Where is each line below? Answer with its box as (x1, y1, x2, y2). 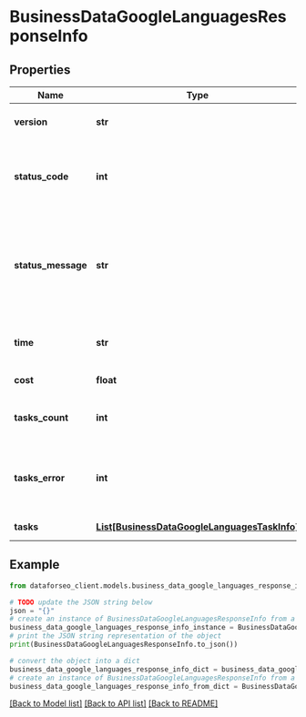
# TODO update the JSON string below (9, 598, 153, 607)
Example (9, 557, 60, 572)
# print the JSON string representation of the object (9, 631, 222, 641)
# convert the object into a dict (9, 656, 141, 665)
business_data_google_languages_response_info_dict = (9, 664, 219, 674)
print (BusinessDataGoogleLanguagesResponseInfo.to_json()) (9, 640, 239, 650)
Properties (9, 62, 71, 77)
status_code (14, 170, 69, 183)
